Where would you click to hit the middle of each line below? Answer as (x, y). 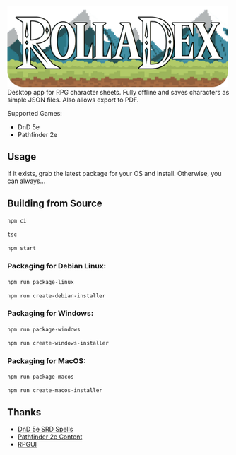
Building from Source (55, 203)
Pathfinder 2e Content (50, 437)
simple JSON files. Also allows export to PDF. (73, 100)
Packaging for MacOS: (47, 360)
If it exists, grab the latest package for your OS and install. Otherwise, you (114, 174)
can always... (26, 181)
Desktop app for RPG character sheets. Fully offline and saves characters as (118, 92)
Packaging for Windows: (51, 314)
